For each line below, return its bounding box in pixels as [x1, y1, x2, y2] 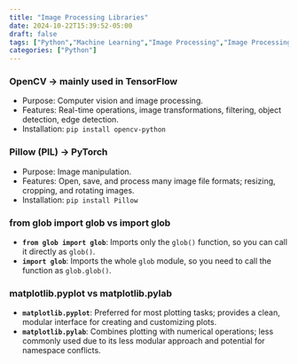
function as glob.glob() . [21, 265, 113, 276]
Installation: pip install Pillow [21, 194, 138, 205]
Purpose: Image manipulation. [21, 166, 132, 177]
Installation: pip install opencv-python [21, 123, 166, 134]
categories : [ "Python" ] [9, 46, 98, 55]
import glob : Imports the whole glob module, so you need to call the [21, 256, 272, 266]
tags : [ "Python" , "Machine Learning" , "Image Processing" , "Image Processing [9, 37, 292, 47]
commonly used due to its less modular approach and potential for [21, 336, 265, 346]
